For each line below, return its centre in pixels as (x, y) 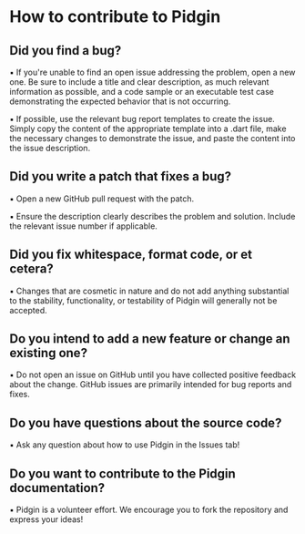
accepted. (28, 310)
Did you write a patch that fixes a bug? (121, 176)
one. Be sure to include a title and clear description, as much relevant (139, 82)
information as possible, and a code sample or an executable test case (142, 92)
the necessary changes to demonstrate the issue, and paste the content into (152, 138)
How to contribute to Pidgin (115, 17)
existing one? (49, 353)
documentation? (57, 488)
